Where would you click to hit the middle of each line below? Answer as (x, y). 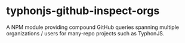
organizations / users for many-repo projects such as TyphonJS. (85, 33)
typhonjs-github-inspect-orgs (83, 11)
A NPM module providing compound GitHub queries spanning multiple (92, 27)
